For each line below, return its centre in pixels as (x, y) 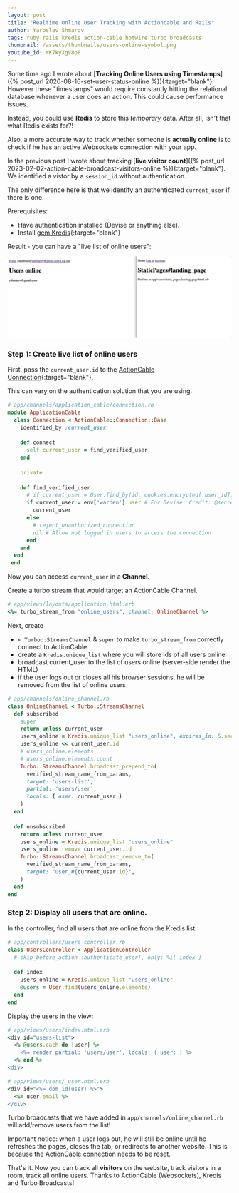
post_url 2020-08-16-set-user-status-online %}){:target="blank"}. (117, 81)
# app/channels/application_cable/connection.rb (81, 405)
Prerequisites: (28, 211)
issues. (18, 104)
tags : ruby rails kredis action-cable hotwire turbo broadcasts (105, 38)
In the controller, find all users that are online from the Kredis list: (102, 928)
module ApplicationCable (44, 412)
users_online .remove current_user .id (76, 849)
